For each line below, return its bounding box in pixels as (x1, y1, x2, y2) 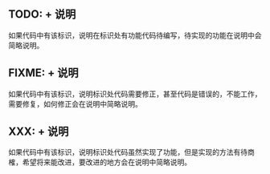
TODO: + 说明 (8, 7, 76, 22)
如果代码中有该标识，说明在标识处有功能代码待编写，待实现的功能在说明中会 (8, 30, 262, 40)
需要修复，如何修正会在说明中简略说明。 (8, 99, 142, 108)
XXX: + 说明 (8, 125, 69, 139)
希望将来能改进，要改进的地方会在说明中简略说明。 (22, 157, 191, 167)
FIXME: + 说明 (8, 67, 79, 80)
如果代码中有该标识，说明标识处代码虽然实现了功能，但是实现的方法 (8, 148, 234, 157)
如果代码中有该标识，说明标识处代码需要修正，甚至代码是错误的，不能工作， (8, 89, 262, 99)
